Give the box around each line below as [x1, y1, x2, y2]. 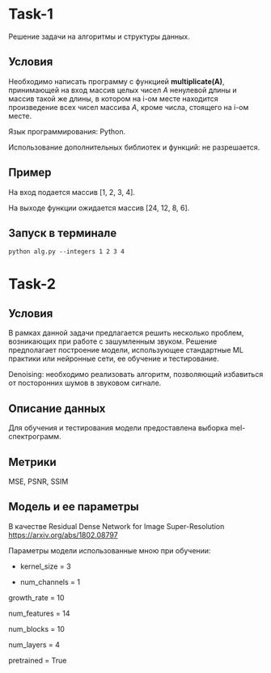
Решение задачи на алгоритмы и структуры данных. [8, 32, 190, 41]
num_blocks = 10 [8, 624, 65, 633]
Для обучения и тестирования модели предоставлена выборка [8, 423, 229, 433]
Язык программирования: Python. [8, 126, 126, 136]
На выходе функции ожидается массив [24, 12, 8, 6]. [8, 203, 190, 213]
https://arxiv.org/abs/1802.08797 [8, 530, 119, 540]
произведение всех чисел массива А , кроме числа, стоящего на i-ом [8, 102, 249, 112]
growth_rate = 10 [8, 592, 65, 603]
